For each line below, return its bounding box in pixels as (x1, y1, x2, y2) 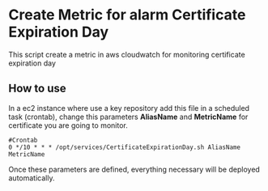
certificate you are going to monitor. (8, 120, 128, 130)
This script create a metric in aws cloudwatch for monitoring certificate (8, 49, 245, 59)
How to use (8, 82, 66, 95)
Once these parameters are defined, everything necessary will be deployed (8, 164, 261, 174)
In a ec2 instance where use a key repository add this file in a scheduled (8, 103, 249, 112)
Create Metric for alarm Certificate (8, 6, 246, 24)
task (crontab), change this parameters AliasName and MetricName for (8, 112, 249, 121)
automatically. (8, 172, 55, 183)
